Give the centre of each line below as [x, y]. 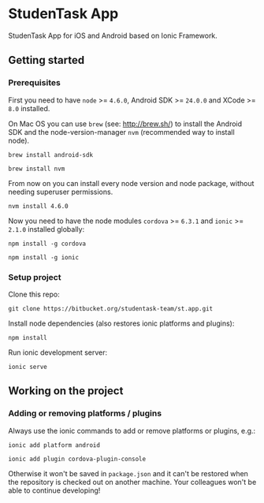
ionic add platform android [54, 445]
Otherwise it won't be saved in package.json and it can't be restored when [128, 473]
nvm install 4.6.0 [38, 206]
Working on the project [66, 391]
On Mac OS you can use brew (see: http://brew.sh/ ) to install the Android [125, 124]
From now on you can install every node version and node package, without [131, 183]
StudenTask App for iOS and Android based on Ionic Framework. [113, 35]
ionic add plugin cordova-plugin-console [77, 459]
